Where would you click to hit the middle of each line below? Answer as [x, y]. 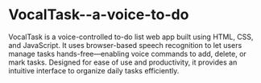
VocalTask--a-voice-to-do [99, 15]
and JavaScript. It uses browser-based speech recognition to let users [125, 45]
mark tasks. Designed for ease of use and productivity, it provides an [123, 62]
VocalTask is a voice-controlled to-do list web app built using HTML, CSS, [131, 37]
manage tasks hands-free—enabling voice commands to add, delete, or [128, 53]
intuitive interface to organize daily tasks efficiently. [94, 70]
